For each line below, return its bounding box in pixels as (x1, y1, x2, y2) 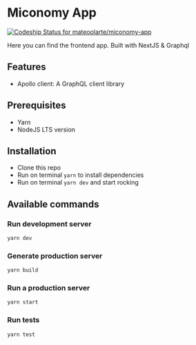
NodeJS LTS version (17, 125, 76, 133)
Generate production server (7, 251, 103, 261)
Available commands (7, 198, 99, 210)
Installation (7, 145, 57, 157)
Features (7, 61, 46, 73)
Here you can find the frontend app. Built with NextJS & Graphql (7, 41, 190, 49)
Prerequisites (7, 100, 66, 111)
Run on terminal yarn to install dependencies (17, 171, 144, 179)
